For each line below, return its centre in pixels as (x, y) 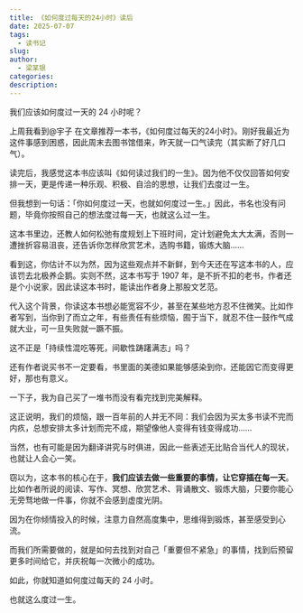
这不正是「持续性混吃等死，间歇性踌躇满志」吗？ (100, 348)
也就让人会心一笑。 (45, 458)
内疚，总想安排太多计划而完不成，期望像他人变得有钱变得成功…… (131, 427)
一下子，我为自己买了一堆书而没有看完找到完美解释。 (108, 397)
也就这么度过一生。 (45, 599)
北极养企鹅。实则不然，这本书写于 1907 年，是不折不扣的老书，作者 (158, 275)
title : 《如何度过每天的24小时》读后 (71, 18)
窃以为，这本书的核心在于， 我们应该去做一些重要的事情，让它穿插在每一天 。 (151, 477)
